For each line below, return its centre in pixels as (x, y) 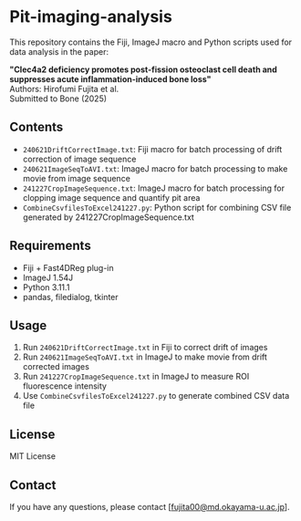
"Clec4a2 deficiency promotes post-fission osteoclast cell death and (144, 69)
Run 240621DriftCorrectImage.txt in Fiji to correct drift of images (145, 348)
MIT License (33, 456)
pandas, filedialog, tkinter (70, 297)
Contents (36, 127)
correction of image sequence (79, 159)
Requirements (50, 246)
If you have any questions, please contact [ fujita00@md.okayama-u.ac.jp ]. (150, 507)
